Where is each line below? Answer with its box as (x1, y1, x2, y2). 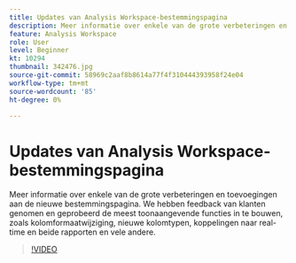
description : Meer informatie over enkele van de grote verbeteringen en (9, 21, 288, 30)
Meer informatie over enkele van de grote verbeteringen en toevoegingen (9, 190, 277, 200)
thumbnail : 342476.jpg (9, 63, 93, 72)
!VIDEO (30, 244, 58, 255)
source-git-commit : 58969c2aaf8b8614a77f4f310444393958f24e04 (9, 71, 244, 80)
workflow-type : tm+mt (9, 79, 90, 88)
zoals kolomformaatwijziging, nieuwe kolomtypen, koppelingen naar (9, 218, 258, 228)
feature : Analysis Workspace (9, 29, 117, 38)
